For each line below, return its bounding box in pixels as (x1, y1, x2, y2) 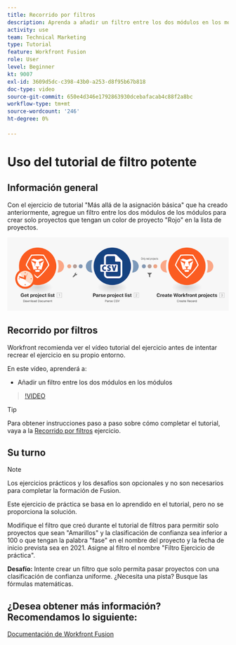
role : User (7, 56, 39, 63)
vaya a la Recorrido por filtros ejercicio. (7, 426, 122, 434)
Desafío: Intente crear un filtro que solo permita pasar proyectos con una (7, 565, 220, 573)
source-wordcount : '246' (7, 108, 80, 115)
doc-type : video (7, 85, 55, 93)
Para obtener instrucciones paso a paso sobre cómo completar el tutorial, (7, 419, 221, 427)
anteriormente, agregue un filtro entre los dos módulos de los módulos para (7, 208, 227, 216)
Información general (7, 182, 98, 194)
